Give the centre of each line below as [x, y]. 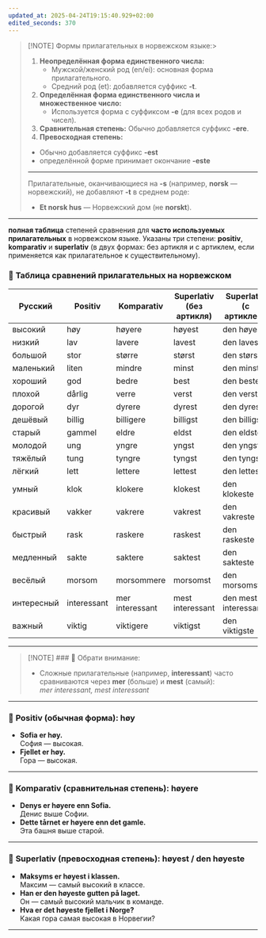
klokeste [239, 494]
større [127, 355]
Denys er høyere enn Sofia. [65, 806]
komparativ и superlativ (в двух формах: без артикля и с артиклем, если [131, 247]
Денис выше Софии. [54, 814]
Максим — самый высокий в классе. [82, 884]
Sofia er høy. [41, 735]
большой [30, 355]
